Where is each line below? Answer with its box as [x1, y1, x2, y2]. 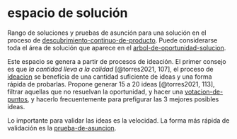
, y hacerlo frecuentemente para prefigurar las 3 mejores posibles [27, 94, 219, 104]
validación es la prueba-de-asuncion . [7, 123, 117, 132]
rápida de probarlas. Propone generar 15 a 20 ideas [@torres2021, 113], [7, 79, 215, 88]
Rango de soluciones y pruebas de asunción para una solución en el [7, 28, 207, 37]
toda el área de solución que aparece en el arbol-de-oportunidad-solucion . [7, 43, 226, 52]
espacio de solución [7, 5, 128, 21]
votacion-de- [185, 87, 224, 96]
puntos [7, 94, 28, 104]
